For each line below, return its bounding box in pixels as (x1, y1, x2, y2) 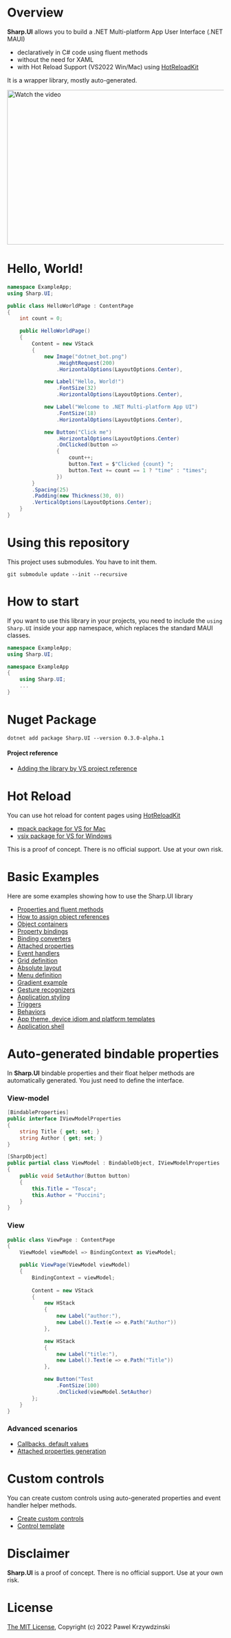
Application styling (16, 993, 70, 1001)
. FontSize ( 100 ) (56, 1382, 100, 1389)
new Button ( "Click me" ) (43, 428, 112, 436)
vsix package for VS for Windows (16, 832, 112, 840)
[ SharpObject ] (7, 1153, 48, 1160)
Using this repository (7, 535, 130, 551)
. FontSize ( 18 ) (56, 410, 97, 417)
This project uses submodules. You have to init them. (7, 557, 157, 566)
